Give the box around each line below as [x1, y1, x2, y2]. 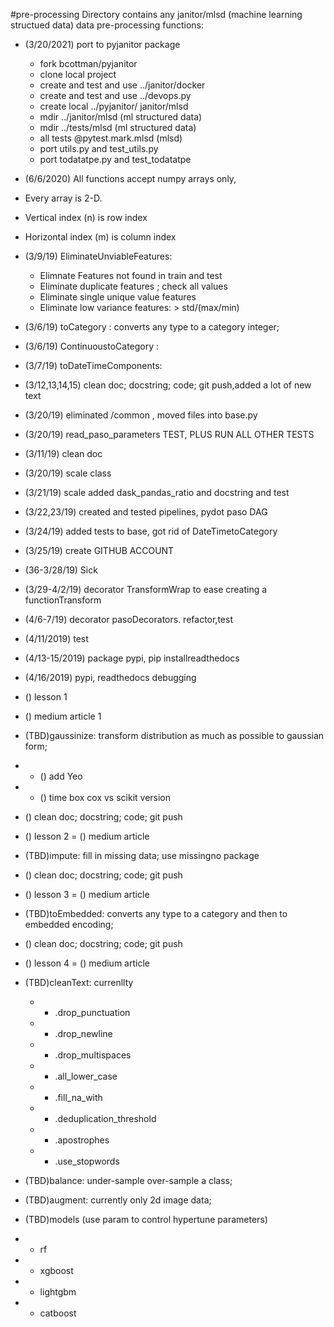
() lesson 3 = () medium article [24, 889, 150, 900]
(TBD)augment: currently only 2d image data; [24, 1194, 212, 1206]
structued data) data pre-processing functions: [10, 19, 205, 31]
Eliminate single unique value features [39, 291, 197, 303]
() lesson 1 [24, 691, 68, 703]
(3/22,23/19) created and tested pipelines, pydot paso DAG [24, 506, 268, 518]
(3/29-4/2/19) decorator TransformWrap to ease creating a [24, 584, 268, 595]
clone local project [39, 69, 117, 80]
